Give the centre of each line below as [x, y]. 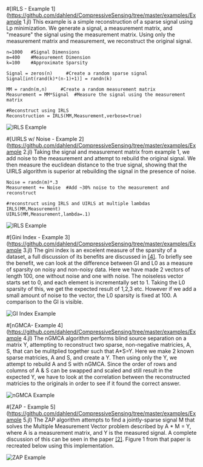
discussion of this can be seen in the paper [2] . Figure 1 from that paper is [98, 439]
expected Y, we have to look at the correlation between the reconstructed [98, 377]
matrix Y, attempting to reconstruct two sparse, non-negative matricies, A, [99, 345]
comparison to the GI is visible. [45, 302]
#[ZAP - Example [28, 407]
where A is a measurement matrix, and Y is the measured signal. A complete [101, 433]
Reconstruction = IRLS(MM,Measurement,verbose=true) [74, 116]
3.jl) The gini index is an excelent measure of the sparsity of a [100, 250]
